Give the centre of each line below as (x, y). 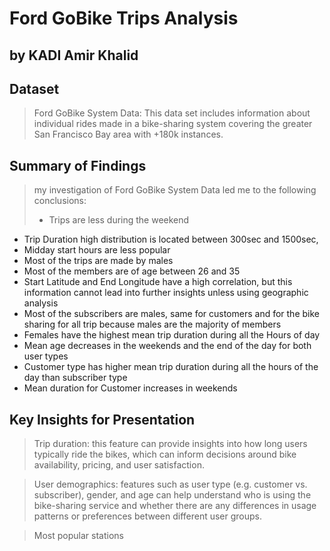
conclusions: (60, 201)
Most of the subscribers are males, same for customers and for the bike (171, 314)
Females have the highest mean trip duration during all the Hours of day (172, 335)
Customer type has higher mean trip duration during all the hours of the (171, 367)
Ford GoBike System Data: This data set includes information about (172, 113)
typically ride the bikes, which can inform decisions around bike (165, 454)
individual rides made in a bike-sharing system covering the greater (173, 124)
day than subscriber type (75, 378)
